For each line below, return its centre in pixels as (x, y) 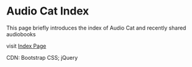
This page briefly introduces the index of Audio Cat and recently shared (96, 28)
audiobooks (21, 34)
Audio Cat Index (48, 11)
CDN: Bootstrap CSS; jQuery (42, 57)
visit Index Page (27, 46)
